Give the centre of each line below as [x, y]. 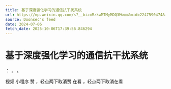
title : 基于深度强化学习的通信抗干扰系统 [44, 10]
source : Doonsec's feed [31, 19]
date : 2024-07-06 [24, 24]
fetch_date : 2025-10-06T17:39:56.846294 [49, 29]
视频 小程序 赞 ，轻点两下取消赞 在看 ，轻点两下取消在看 [64, 81]
